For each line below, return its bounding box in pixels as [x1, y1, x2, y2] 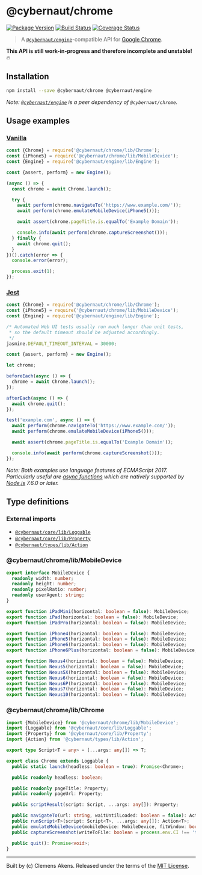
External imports [6, 515, 56, 523]
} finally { [11, 235, 42, 241]
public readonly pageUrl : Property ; [11, 791, 103, 797]
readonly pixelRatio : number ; [11, 587, 87, 593]
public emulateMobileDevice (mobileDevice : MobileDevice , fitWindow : [11, 823, 187, 830]
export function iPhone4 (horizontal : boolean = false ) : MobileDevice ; [6, 630, 187, 636]
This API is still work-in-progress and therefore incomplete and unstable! [6, 47, 192, 55]
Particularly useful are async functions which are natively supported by [6, 473, 185, 480]
